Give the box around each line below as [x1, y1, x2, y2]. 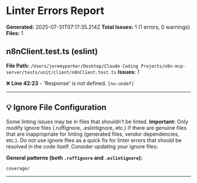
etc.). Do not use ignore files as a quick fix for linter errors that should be [6, 136, 182, 144]
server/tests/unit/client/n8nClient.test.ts [6, 69, 117, 75]
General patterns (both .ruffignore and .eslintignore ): [6, 154, 142, 161]
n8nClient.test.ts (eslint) [6, 47, 98, 57]
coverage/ [6, 165, 30, 171]
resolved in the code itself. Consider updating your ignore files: [6, 143, 158, 150]
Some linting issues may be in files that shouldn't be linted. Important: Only [6, 118, 189, 125]
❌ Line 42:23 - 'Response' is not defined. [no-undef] [6, 80, 134, 87]
